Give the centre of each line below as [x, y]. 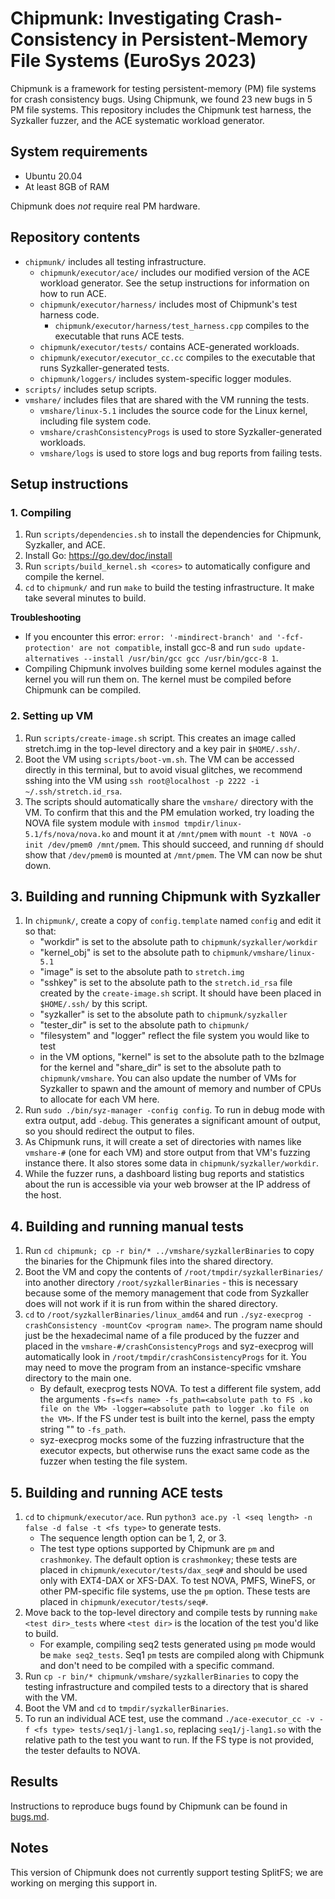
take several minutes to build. [85, 598]
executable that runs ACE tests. [119, 336]
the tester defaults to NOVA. [82, 1750]
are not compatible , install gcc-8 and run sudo [174, 648]
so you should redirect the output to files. [109, 1131]
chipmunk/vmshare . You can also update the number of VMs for [168, 1078]
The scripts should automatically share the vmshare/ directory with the [169, 801]
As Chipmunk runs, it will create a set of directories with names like [163, 1142]
